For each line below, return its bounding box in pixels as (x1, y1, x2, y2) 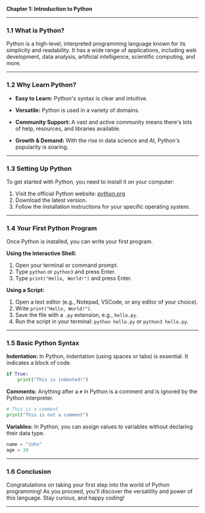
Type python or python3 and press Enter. (15, 268, 116, 275)
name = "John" (6, 441, 43, 447)
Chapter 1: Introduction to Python (6, 6, 93, 12)
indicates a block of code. (6, 359, 72, 367)
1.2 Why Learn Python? (6, 81, 77, 89)
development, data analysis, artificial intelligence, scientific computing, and (6, 53, 195, 61)
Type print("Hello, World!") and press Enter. (15, 275, 132, 282)
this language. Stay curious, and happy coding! (6, 494, 125, 501)
